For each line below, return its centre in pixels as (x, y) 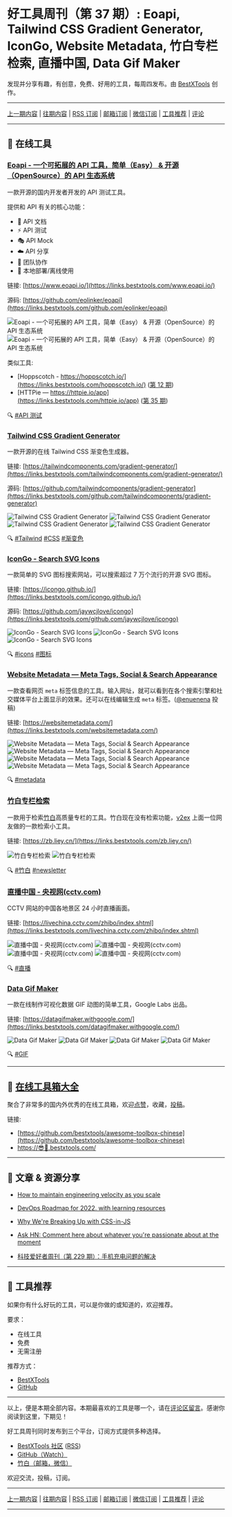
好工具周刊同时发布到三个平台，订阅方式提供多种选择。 (86, 1431)
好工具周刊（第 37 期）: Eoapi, (94, 14)
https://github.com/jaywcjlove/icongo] (79, 611)
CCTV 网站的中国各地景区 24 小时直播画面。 (70, 908)
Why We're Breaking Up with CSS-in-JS (74, 1221)
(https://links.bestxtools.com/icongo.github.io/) (74, 597)
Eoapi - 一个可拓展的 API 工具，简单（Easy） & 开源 (93, 165)
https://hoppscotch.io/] (93, 376)
